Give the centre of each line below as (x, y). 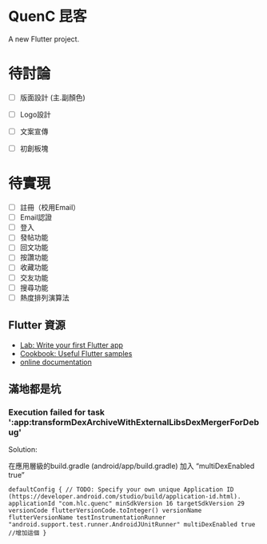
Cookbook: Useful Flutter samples (76, 353)
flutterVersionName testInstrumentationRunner (87, 518)
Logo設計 (36, 114)
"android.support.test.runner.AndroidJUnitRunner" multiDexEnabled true (132, 525)
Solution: (23, 450)
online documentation (56, 362)
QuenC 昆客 (48, 16)
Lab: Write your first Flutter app (72, 345)
